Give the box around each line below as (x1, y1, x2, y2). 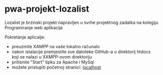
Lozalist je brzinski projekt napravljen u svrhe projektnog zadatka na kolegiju (4, 19, 159, 25)
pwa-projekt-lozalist (4, 3, 89, 15)
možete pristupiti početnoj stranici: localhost (11, 64, 101, 70)
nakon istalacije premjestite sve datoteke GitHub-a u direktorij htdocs (11, 49, 151, 55)
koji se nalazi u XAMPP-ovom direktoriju (11, 54, 92, 59)
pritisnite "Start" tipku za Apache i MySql (11, 59, 94, 65)
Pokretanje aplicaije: (4, 34, 45, 40)
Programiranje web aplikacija (4, 24, 63, 30)
